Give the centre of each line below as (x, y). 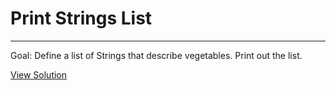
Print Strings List (81, 18)
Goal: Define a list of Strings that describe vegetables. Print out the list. (156, 55)
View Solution (39, 74)
